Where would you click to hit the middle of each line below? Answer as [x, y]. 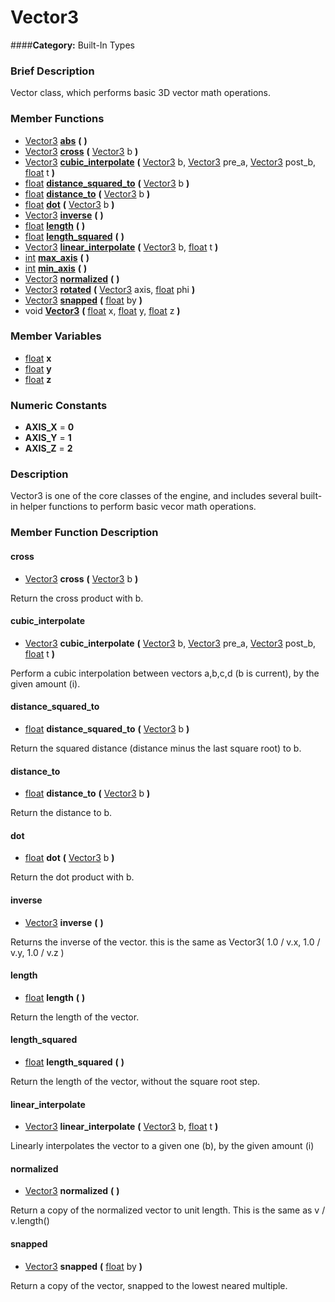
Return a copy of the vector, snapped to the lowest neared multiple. [149, 1285]
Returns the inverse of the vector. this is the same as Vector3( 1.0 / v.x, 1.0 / [165, 942]
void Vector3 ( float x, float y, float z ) [102, 310]
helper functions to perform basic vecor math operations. [138, 507]
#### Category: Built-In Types [72, 45]
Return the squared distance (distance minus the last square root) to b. [156, 748]
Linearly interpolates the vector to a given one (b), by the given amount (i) [162, 1146]
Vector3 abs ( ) [56, 140]
